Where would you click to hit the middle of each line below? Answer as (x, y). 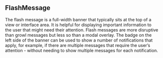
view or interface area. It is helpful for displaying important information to (78, 25)
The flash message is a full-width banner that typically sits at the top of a (78, 19)
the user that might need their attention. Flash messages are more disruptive (82, 30)
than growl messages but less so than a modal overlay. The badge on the (78, 35)
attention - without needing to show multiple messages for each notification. (81, 50)
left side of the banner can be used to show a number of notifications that (79, 40)
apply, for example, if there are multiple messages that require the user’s (78, 45)
